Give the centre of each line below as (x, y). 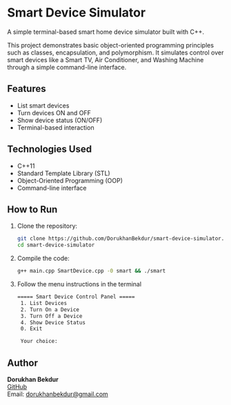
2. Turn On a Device (50, 309)
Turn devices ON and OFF (54, 112)
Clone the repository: (47, 226)
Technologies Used (49, 149)
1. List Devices (44, 303)
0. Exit (31, 329)
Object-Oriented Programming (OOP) (70, 180)
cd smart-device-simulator (56, 245)
